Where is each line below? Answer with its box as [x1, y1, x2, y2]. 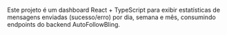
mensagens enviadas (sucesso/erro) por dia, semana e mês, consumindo [7, 13, 216, 21]
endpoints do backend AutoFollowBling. [7, 21, 121, 28]
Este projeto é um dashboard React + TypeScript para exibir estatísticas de [7, 6, 221, 14]
